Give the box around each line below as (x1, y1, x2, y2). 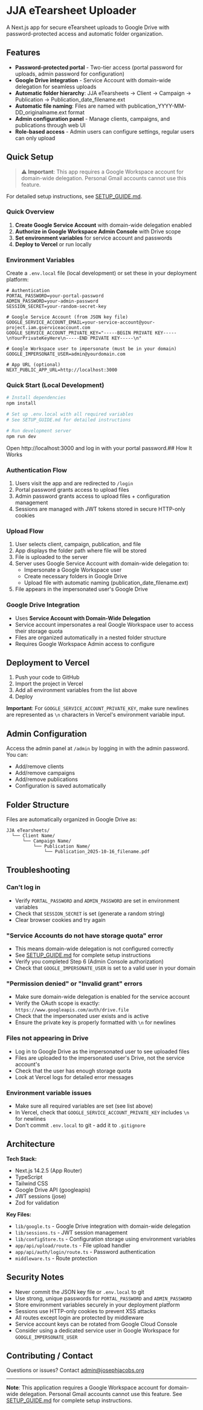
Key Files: (6, 1210, 32, 1218)
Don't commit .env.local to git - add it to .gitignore (14, 1121, 146, 1129)
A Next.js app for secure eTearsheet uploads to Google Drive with (6, 24, 170, 31)
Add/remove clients (14, 763, 64, 770)
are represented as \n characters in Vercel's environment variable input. (6, 711, 185, 719)
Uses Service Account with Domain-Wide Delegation (14, 615, 151, 622)
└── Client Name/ (11, 833, 56, 839)
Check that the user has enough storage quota (14, 1067, 132, 1074)
